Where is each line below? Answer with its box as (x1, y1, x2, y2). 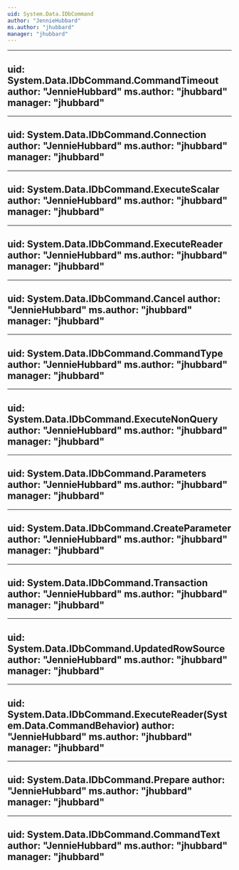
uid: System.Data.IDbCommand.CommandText (7, 829, 221, 841)
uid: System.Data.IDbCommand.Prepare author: (7, 774, 225, 786)
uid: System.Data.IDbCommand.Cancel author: (7, 292, 221, 304)
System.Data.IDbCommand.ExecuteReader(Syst (7, 709, 228, 721)
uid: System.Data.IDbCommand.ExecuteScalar (7, 184, 220, 196)
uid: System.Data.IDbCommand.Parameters (7, 467, 207, 480)
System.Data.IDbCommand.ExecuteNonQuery (7, 413, 218, 425)
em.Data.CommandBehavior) (7, 719, 140, 731)
